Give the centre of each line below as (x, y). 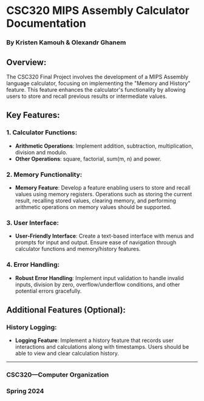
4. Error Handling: (33, 265)
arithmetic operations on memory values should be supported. (93, 207)
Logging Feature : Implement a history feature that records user (94, 340)
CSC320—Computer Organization (58, 375)
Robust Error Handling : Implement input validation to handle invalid (99, 278)
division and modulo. (41, 152)
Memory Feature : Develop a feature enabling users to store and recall (103, 187)
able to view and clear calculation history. (67, 354)
